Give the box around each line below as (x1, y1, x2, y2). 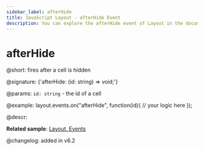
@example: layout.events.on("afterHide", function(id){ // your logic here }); (6, 101, 193, 109)
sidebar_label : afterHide (6, 9, 72, 15)
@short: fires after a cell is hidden (6, 66, 91, 73)
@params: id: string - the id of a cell (6, 90, 101, 97)
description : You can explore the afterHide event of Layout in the (6, 20, 183, 26)
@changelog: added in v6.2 (6, 137, 75, 145)
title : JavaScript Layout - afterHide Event (6, 15, 121, 21)
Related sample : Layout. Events (6, 125, 86, 132)
